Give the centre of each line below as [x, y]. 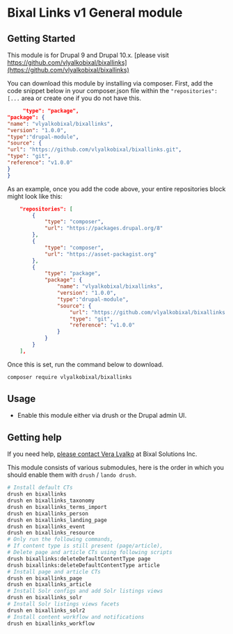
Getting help [34, 437]
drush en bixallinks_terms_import [57, 507]
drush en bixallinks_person [48, 513]
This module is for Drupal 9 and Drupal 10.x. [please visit [88, 55]
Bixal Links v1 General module [95, 13]
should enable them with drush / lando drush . [72, 475]
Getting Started [41, 39]
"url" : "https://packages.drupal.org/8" [104, 228]
